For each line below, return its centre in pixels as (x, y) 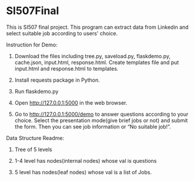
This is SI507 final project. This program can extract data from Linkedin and (98, 27)
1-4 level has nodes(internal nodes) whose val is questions (86, 160)
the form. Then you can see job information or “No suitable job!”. (93, 126)
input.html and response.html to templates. (66, 68)
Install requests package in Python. (57, 80)
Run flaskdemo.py (36, 91)
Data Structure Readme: (35, 138)
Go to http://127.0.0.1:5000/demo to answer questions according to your (101, 114)
